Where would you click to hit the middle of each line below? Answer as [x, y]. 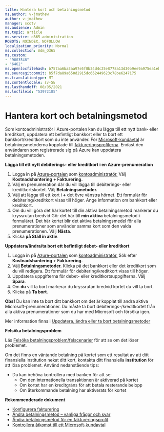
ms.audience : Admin [25, 28]
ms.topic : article [24, 32]
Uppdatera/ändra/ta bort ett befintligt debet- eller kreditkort [67, 246]
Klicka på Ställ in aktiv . [35, 237]
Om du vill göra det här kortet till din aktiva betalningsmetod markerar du [85, 210]
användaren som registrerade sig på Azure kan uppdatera [63, 150]
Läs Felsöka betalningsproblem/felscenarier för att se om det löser [72, 340]
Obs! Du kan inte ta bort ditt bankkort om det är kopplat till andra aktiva [77, 301]
